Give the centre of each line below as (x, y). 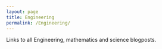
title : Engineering (30, 17)
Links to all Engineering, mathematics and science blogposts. (81, 40)
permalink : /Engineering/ (38, 23)
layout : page (22, 12)
